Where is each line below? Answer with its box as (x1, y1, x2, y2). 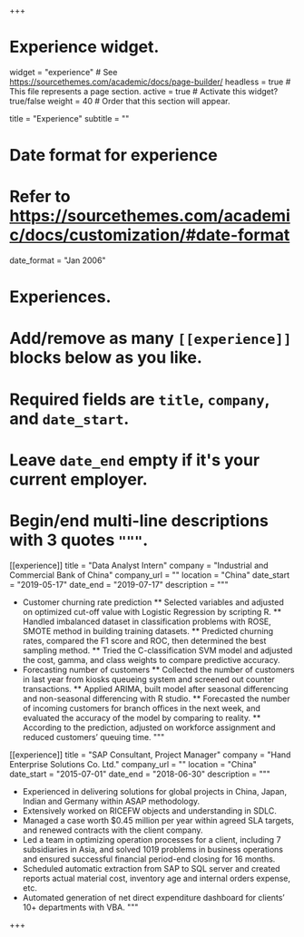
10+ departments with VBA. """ (22, 902, 139, 913)
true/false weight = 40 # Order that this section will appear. (9, 95, 230, 106)
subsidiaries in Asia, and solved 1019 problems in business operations (22, 844, 284, 854)
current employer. (9, 469, 148, 490)
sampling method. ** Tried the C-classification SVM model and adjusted (22, 645, 293, 656)
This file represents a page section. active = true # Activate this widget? (9, 85, 279, 96)
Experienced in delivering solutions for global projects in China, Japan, (22, 786, 288, 796)
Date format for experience (9, 145, 218, 166)
